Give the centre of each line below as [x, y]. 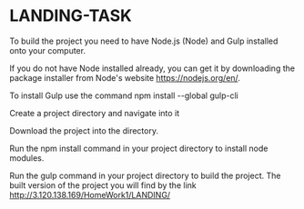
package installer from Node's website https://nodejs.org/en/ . [125, 77]
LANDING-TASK [71, 16]
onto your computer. [48, 50]
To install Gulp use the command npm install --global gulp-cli [124, 95]
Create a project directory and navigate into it [95, 113]
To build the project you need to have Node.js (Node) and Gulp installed [144, 41]
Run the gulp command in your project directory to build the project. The [145, 175]
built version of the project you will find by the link [103, 185]
